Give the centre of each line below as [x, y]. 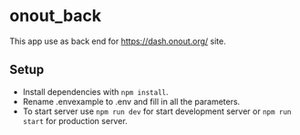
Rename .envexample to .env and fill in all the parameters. [131, 101]
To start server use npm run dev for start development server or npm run [157, 111]
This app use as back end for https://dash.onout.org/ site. [118, 41]
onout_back [56, 16]
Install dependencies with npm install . [95, 91]
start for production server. [75, 120]
